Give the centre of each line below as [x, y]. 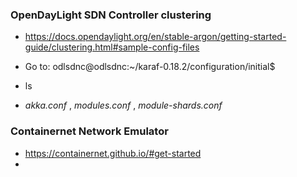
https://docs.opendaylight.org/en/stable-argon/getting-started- [155, 37]
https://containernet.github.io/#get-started [113, 153]
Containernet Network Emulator [89, 131]
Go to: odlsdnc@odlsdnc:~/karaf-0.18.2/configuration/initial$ [150, 67]
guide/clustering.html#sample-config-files [112, 47]
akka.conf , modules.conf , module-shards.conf [123, 105]
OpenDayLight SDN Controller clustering [111, 15]
